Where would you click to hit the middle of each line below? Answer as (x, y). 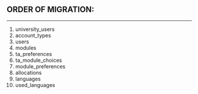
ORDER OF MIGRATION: (51, 10)
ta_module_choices (38, 60)
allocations (28, 72)
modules (26, 48)
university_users (35, 29)
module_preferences (40, 66)
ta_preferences (33, 54)
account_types (33, 35)
